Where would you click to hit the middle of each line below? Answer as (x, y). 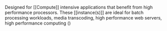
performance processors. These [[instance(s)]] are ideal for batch (74, 12)
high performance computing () (38, 23)
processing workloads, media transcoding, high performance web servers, (83, 18)
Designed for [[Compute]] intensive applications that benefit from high (79, 7)
